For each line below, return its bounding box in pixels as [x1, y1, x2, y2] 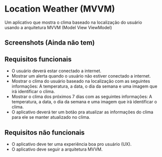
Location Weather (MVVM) [4, 3, 115, 15]
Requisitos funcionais [4, 55, 72, 63]
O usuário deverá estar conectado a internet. [11, 68, 101, 74]
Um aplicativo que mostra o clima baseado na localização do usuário [4, 19, 143, 25]
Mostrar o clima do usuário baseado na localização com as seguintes [11, 78, 150, 84]
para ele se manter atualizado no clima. [11, 114, 91, 120]
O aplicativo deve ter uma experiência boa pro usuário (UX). [11, 141, 132, 147]
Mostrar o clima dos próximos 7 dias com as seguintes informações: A [11, 94, 152, 100]
